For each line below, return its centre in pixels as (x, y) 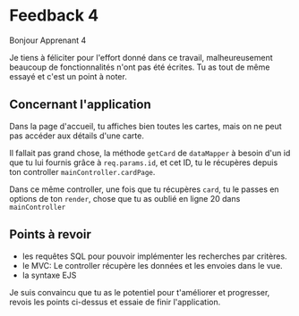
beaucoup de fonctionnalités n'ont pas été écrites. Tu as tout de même (140, 67)
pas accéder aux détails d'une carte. (77, 136)
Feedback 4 (54, 16)
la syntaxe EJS (49, 275)
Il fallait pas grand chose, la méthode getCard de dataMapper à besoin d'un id (150, 153)
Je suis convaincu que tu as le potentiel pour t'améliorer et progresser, (140, 292)
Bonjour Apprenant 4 (48, 40)
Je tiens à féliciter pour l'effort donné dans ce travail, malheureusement (141, 57)
